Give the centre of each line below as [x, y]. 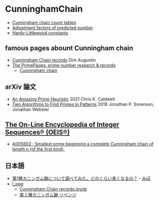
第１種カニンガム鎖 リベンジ [48, 195]
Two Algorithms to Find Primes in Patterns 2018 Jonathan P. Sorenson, [83, 104]
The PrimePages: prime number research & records [64, 65]
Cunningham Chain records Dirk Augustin [54, 60]
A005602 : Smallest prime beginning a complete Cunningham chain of [83, 144]
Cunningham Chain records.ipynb [53, 189]
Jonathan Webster [31, 109]
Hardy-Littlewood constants [40, 33]
